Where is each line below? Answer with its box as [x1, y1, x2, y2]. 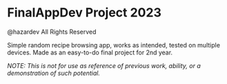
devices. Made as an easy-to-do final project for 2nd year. [7, 48, 173, 56]
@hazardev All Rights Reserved [7, 28, 97, 36]
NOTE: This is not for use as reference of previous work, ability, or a [7, 61, 201, 70]
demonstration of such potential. [7, 69, 101, 77]
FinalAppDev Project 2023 [7, 5, 162, 21]
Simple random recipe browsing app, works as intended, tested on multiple [7, 41, 221, 49]
